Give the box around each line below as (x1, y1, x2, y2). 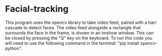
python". (5, 45, 23, 51)
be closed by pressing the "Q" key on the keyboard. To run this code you (5, 35, 153, 41)
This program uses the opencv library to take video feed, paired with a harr (5, 19, 157, 25)
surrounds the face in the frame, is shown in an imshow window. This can (5, 30, 154, 36)
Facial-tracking (5, 3, 69, 15)
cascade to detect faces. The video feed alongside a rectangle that (5, 24, 141, 30)
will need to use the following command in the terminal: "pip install (5, 40, 139, 46)
